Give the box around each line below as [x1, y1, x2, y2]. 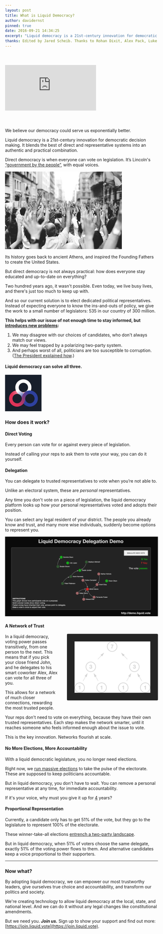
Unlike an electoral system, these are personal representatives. [5, 487, 131, 493]
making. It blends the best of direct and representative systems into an [5, 142, 147, 148]
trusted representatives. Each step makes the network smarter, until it [5, 720, 144, 726]
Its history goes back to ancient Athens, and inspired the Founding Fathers [5, 254, 154, 259]
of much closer [5, 695, 35, 701]
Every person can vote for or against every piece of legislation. [5, 442, 131, 448]
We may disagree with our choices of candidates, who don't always [12, 332, 147, 338]
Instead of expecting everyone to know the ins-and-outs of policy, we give [5, 303, 154, 309]
